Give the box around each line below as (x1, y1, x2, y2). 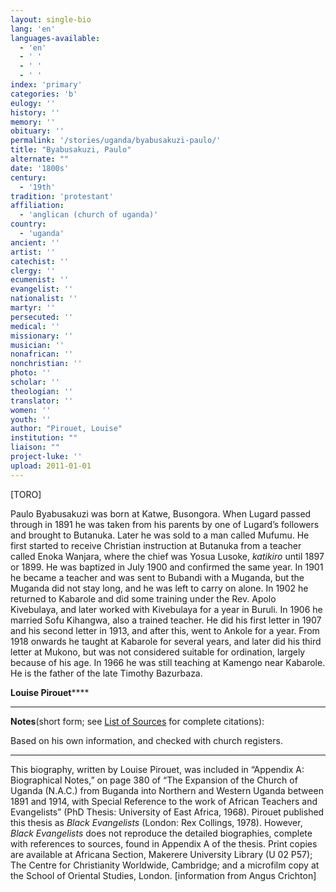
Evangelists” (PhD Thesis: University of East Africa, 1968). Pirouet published (10, 806, 325, 818)
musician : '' (10, 340, 65, 350)
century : (10, 172, 47, 183)
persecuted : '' (10, 312, 74, 322)
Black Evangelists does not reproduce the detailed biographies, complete (10, 827, 313, 839)
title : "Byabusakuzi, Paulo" (10, 145, 132, 155)
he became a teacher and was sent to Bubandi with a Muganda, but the (10, 571, 305, 583)
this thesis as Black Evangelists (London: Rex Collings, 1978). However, (10, 816, 303, 828)
